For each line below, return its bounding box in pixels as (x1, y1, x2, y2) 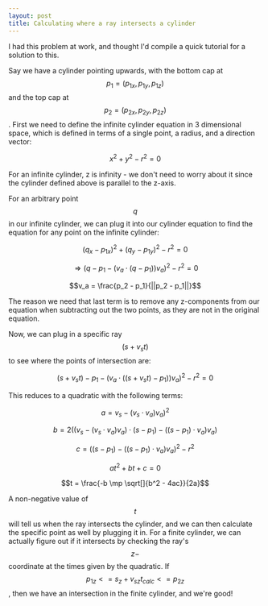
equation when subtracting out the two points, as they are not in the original (8, 305, 260, 314)
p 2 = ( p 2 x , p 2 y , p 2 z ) (104, 106, 167, 117)
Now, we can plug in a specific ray (8, 329, 122, 338)
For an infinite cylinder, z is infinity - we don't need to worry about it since (8, 169, 254, 179)
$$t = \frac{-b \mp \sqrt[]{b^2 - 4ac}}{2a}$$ (60, 479, 210, 488)
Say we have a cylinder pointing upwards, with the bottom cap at (8, 65, 224, 75)
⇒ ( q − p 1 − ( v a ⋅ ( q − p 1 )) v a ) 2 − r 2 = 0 (74, 262, 199, 275)
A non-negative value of (8, 494, 89, 504)
